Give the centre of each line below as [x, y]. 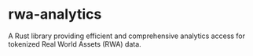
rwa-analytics [55, 14]
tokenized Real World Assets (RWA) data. [75, 44]
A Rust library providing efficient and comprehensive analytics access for [127, 36]
